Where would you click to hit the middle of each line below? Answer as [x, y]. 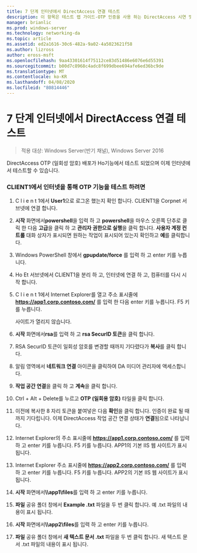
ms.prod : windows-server [37, 28]
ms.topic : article [29, 39]
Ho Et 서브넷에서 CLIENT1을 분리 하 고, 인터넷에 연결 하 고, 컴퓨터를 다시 [98, 275]
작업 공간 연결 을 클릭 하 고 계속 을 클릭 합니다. [66, 386]
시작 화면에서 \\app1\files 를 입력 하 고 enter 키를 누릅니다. [81, 492]
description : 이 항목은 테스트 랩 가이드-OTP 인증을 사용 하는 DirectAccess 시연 [96, 17]
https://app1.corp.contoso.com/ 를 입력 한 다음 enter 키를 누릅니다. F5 [99, 302]
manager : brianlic [29, 22]
